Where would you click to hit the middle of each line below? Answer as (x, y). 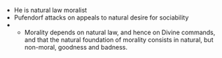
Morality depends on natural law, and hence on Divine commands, (120, 32)
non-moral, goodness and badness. (76, 47)
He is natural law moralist (50, 10)
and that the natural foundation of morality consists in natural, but (119, 40)
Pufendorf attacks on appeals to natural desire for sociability (101, 17)
